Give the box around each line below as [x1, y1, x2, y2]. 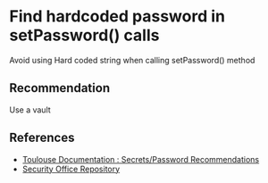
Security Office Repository [21, 163, 121, 174]
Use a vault [9, 104, 51, 115]
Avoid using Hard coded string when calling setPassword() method [9, 54, 255, 65]
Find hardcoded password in [9, 6, 226, 27]
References [9, 130, 75, 146]
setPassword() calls [9, 25, 160, 46]
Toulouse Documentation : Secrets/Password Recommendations [21, 154, 260, 164]
